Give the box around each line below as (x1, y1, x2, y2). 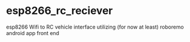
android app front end (6, 29, 60, 36)
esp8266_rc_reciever (6, 4, 113, 17)
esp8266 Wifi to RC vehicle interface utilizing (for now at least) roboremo (6, 23, 184, 30)
